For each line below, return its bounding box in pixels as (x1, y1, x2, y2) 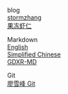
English (7, 43, 28, 51)
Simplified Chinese (7, 50, 61, 58)
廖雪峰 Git (7, 79, 36, 88)
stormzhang (7, 13, 42, 22)
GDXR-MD (7, 58, 37, 65)
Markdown (7, 36, 38, 44)
